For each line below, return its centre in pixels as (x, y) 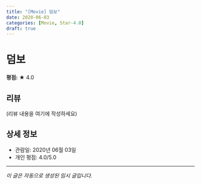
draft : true (21, 28)
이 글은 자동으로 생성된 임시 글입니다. (49, 175)
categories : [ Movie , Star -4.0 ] (45, 23)
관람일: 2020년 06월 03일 (45, 149)
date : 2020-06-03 (28, 17)
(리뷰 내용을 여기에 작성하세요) (42, 114)
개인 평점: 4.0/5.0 (36, 157)
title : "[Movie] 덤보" (33, 12)
